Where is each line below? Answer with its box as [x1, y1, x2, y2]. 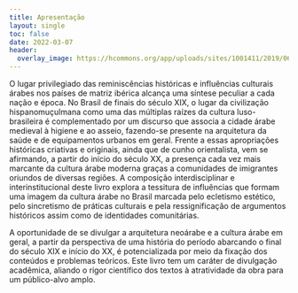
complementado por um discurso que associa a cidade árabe [51, 116, 276, 127]
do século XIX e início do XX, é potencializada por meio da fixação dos [9, 246, 268, 257]
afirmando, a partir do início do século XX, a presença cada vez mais [9, 154, 262, 164]
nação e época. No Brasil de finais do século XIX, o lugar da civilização [9, 97, 269, 107]
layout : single [9, 21, 66, 30]
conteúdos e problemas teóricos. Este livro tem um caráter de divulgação [9, 256, 278, 266]
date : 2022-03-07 [9, 37, 74, 47]
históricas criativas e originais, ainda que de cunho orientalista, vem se [9, 144, 269, 155]
